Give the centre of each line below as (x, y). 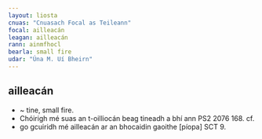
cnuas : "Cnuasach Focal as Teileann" (70, 23)
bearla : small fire (40, 52)
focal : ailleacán (36, 30)
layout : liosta (33, 15)
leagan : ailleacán (38, 37)
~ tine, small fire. (47, 110)
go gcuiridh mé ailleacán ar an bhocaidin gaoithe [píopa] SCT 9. (123, 126)
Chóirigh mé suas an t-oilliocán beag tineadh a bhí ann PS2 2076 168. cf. (137, 118)
